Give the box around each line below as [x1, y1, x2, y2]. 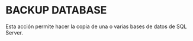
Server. [5, 29, 23, 36]
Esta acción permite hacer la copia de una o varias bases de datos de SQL [5, 23, 187, 30]
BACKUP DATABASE [5, 4, 107, 17]
